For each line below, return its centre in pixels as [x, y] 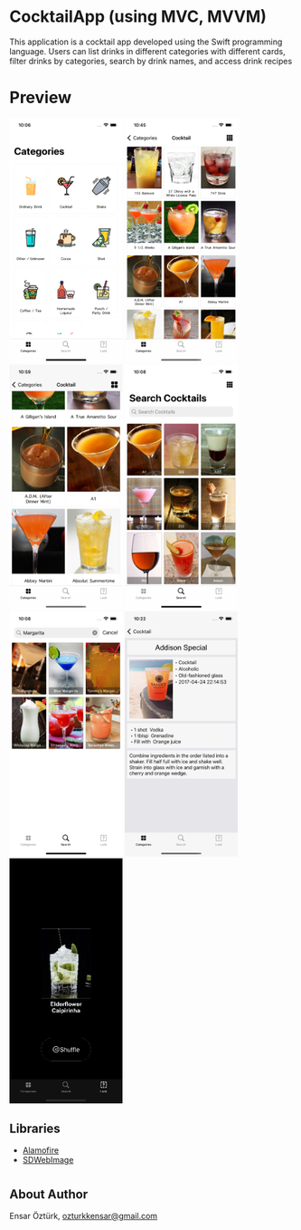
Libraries [35, 1128]
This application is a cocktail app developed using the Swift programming [146, 42]
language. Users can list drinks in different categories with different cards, [148, 51]
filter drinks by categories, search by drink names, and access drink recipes [151, 61]
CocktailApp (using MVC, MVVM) [138, 17]
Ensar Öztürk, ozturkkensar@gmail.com [84, 1216]
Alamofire [41, 1150]
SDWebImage [48, 1160]
